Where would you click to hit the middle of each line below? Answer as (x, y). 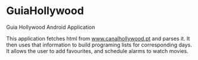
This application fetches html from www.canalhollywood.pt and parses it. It (98, 38)
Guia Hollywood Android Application (51, 27)
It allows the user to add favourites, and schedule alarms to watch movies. (98, 51)
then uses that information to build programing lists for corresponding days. (99, 45)
